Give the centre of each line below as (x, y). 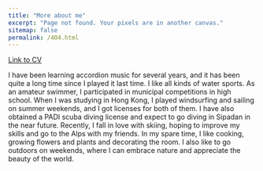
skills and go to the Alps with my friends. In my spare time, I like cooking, (126, 134)
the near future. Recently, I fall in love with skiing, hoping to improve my (124, 125)
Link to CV (25, 60)
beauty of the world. (41, 159)
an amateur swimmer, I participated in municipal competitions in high (120, 92)
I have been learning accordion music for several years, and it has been (124, 75)
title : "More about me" (47, 15)
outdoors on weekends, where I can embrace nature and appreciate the (124, 151)
